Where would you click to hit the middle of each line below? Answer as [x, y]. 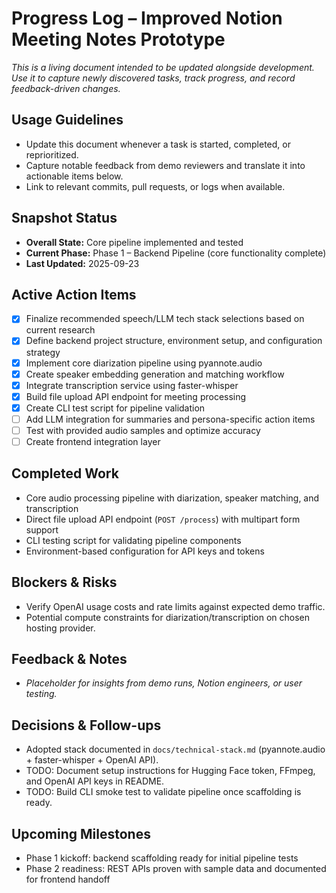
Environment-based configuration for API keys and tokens [145, 551]
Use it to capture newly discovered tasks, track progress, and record [153, 78]
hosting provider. [60, 628]
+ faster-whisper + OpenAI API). [92, 760]
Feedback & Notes [69, 659]
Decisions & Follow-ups [86, 725]
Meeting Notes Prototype [118, 39]
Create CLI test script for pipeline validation [115, 408]
